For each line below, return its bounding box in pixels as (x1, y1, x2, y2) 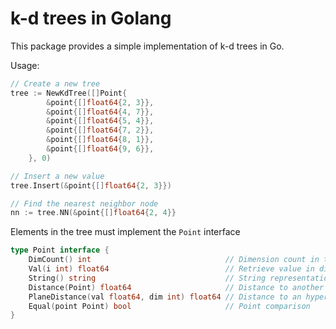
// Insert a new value (10, 171, 105, 181)
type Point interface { (10, 245, 110, 256)
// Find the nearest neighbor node (10, 198, 159, 209)
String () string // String (28, 273, 267, 283)
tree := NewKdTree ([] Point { (10, 88, 128, 98)
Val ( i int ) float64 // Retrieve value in (28, 264, 315, 274)
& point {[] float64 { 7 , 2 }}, (46, 125, 155, 136)
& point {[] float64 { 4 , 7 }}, (46, 107, 155, 117)
